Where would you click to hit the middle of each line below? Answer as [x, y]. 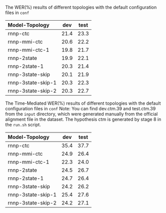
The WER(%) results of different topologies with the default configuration [81, 7]
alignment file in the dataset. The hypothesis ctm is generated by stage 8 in [83, 119]
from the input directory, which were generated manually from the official [81, 114]
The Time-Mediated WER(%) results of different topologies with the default [83, 103]
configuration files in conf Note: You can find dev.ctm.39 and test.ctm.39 [80, 109]
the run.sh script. [23, 125]
